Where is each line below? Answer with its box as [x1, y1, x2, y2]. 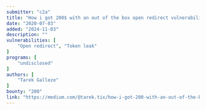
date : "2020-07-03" [6, 20, 56, 26]
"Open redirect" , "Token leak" [17, 43, 97, 50]
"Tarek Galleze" [17, 77, 59, 83]
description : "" [6, 32, 48, 38]
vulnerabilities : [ [6, 37, 56, 43]
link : [6, 94, 20, 100]
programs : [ [6, 54, 37, 61]
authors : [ [6, 71, 34, 78]
